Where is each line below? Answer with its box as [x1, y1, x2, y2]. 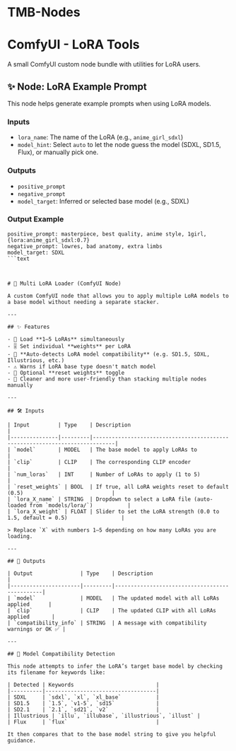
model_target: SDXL [7, 249, 65, 256]
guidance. [7, 737, 37, 744]
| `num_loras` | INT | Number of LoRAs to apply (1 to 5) [7, 471, 201, 478]
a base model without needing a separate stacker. [7, 298, 160, 305]
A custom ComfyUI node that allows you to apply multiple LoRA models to [7, 292, 230, 299]
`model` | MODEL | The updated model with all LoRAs [13, 595, 220, 602]
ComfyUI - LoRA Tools [7, 37, 140, 53]
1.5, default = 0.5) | [7, 514, 125, 521]
